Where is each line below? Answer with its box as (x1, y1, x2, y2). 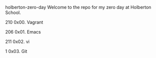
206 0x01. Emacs (5, 29, 41, 34)
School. (5, 9, 21, 15)
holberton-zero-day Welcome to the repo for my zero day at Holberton (5, 4, 151, 10)
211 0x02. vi (5, 38, 30, 44)
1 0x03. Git (5, 48, 28, 54)
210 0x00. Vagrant (5, 19, 44, 25)
